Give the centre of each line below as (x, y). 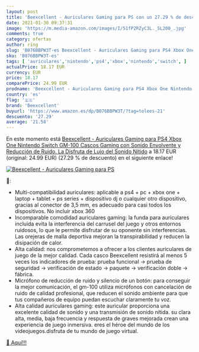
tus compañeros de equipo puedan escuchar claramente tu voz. (93, 300)
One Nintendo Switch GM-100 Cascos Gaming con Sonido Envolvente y (94, 145)
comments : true (25, 34)
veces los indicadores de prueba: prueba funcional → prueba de (93, 262)
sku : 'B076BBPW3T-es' (33, 56)
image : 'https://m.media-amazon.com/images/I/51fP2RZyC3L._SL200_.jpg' (96, 28)
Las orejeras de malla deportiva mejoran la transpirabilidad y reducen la (102, 237)
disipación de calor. (38, 243)
